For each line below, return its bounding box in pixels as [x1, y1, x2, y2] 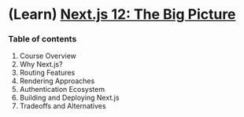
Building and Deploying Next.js [19, 93, 120, 103]
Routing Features [19, 68, 76, 78]
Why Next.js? [19, 60, 63, 69]
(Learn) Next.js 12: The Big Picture [8, 5, 236, 24]
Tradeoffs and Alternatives [19, 101, 106, 111]
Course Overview [19, 51, 77, 60]
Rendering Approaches [19, 76, 95, 86]
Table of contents [8, 34, 77, 45]
